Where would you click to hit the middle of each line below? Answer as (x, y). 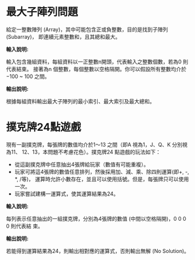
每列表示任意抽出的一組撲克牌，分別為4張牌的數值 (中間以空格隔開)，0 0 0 (96, 218)
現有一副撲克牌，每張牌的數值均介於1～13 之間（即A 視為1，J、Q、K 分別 (94, 144)
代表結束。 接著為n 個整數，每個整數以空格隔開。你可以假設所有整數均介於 (96, 69)
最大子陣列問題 (42, 12)
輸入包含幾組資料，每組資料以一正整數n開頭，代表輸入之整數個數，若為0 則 (97, 62)
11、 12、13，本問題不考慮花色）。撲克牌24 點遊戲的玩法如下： (86, 152)
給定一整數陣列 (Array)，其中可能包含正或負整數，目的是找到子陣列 (87, 29)
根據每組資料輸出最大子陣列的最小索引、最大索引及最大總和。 (81, 101)
